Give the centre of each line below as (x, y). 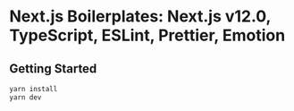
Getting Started (53, 68)
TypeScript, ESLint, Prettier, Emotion (147, 35)
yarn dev (25, 97)
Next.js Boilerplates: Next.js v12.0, (140, 17)
